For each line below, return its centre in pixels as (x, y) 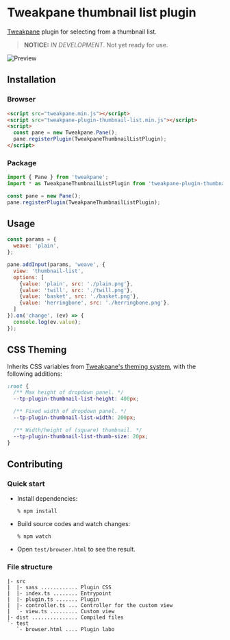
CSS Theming (37, 350)
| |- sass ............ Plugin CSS (59, 587)
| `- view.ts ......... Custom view (61, 611)
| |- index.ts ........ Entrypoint (59, 593)
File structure (30, 567)
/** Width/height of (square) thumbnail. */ (78, 430)
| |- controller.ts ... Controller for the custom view (90, 605)
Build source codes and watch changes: (74, 524)
